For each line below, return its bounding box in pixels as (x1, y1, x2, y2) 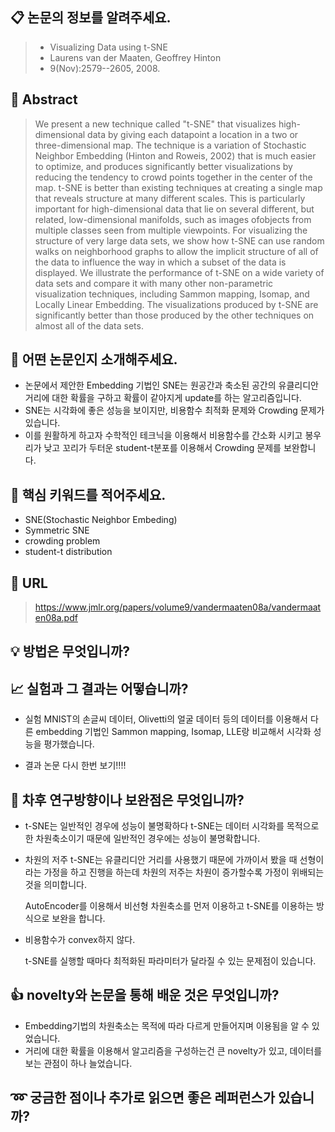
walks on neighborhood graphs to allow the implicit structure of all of (34, 245, 319, 257)
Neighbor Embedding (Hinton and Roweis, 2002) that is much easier (34, 149, 317, 162)
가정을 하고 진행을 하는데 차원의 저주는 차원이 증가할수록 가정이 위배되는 (43, 866, 325, 878)
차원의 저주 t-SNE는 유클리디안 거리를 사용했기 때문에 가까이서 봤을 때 (24, 854, 298, 866)
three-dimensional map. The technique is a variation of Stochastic (34, 139, 307, 151)
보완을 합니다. (51, 913, 106, 925)
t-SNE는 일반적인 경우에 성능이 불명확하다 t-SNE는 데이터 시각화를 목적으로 (24, 820, 320, 832)
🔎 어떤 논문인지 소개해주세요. (10, 351, 178, 368)
